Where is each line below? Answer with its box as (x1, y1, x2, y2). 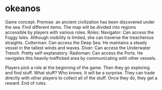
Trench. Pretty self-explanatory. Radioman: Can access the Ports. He (5, 50, 144, 56)
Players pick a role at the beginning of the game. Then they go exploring (5, 64, 150, 71)
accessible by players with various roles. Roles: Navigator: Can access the (5, 29, 154, 35)
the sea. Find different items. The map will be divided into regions (5, 24, 136, 30)
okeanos (5, 3, 41, 14)
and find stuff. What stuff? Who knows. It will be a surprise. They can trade (5, 70, 155, 75)
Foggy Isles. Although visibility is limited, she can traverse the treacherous (5, 35, 154, 40)
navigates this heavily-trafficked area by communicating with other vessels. (5, 55, 157, 61)
